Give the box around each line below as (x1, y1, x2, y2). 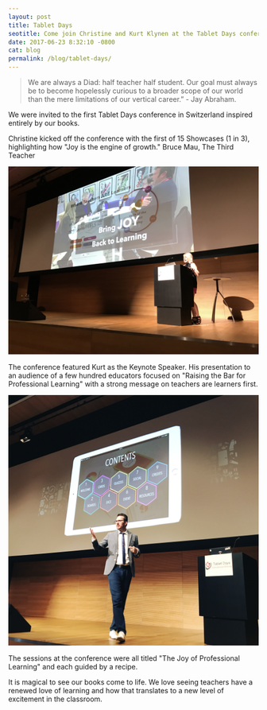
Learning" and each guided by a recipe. (8, 662, 138, 671)
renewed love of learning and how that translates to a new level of (8, 686, 224, 695)
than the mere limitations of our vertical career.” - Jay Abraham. (27, 95, 237, 103)
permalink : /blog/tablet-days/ (8, 55, 112, 63)
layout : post (8, 13, 52, 21)
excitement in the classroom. (8, 694, 103, 704)
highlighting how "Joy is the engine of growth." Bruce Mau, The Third (8, 142, 234, 151)
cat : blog (8, 46, 41, 55)
